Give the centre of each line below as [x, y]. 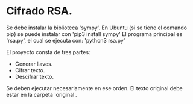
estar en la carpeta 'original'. [42, 94]
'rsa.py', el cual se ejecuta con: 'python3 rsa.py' [66, 40]
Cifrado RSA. [39, 11]
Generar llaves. [34, 64]
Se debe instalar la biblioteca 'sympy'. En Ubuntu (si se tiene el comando [96, 28]
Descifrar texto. [34, 76]
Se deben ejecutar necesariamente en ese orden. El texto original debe [94, 88]
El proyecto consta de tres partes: [48, 52]
